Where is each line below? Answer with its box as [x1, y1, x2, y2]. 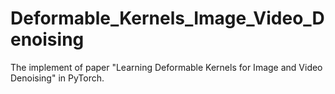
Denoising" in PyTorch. [10, 72, 105, 84]
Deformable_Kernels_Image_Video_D [10, 7, 325, 30]
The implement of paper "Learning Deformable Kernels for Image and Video [10, 61, 323, 73]
